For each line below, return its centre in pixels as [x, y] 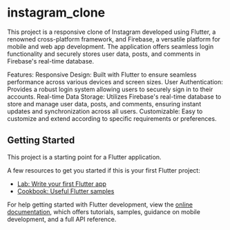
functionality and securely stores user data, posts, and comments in [104, 54]
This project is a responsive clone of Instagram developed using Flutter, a [112, 32]
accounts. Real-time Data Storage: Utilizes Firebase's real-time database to [114, 96]
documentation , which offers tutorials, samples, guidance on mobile [104, 211]
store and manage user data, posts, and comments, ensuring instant [104, 104]
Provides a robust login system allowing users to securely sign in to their [110, 89]
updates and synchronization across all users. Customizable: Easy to [105, 111]
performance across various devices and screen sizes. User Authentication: [115, 82]
